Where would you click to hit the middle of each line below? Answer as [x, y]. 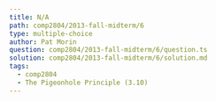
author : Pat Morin [43, 42]
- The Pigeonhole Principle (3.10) [83, 83]
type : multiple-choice [51, 33]
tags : [19, 67]
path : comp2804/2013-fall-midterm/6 [77, 25]
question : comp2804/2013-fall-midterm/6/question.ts [108, 50]
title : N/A [29, 17]
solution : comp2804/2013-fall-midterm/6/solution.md [108, 58]
